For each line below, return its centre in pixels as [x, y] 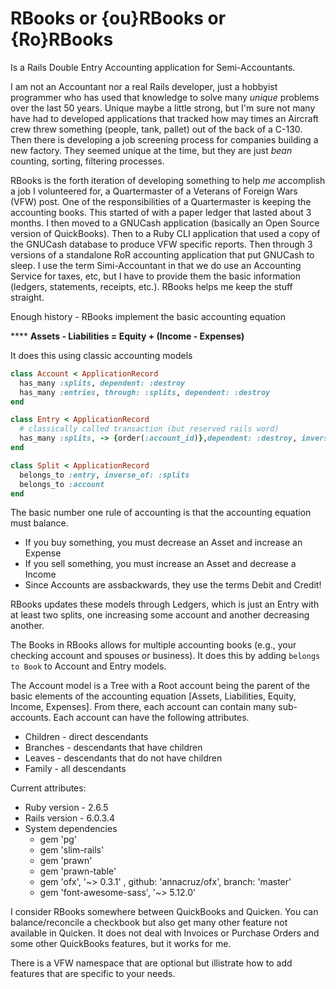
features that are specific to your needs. [93, 974]
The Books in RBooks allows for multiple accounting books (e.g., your [153, 645]
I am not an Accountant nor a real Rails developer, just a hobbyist [144, 86]
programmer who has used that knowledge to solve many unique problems [165, 97]
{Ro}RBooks [62, 39]
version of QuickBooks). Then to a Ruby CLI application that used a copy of [165, 233]
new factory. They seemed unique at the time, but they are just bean [151, 150]
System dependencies [71, 829]
